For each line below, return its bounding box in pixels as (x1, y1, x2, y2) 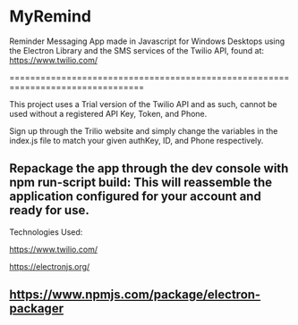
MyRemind (9, 6, 92, 27)
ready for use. (9, 203, 89, 218)
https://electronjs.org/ (9, 261, 90, 271)
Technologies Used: (9, 226, 83, 237)
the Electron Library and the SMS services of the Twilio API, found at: (9, 45, 265, 55)
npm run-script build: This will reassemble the (9, 175, 273, 190)
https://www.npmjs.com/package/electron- (9, 287, 261, 303)
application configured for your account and (9, 189, 261, 204)
